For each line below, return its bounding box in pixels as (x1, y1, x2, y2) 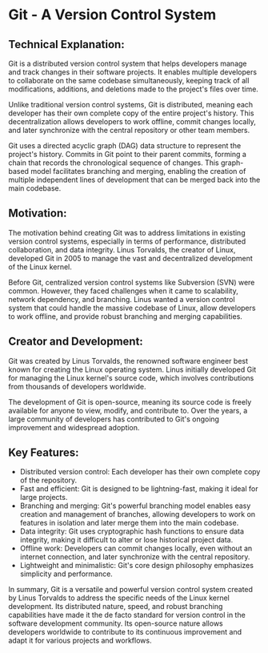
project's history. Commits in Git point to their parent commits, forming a (8, 150, 246, 159)
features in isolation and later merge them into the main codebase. (19, 518, 239, 528)
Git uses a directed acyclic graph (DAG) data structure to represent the (8, 141, 242, 150)
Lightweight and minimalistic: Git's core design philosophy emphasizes (19, 561, 254, 570)
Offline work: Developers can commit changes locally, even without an (19, 543, 253, 554)
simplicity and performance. (19, 569, 114, 578)
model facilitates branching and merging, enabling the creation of (30, 167, 246, 175)
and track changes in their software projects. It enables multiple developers (8, 67, 258, 77)
